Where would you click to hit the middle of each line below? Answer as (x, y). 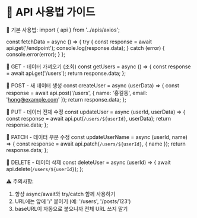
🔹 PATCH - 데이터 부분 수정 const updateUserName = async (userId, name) (97, 137)
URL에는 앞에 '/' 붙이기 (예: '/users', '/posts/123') (73, 201)
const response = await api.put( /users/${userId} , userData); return (88, 118)
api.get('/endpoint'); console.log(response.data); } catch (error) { (85, 48)
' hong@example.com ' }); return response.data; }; (66, 99)
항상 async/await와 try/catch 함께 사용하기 (65, 194)
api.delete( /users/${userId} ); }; (45, 169)
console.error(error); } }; (36, 54)
